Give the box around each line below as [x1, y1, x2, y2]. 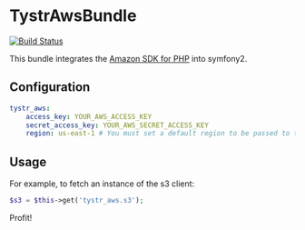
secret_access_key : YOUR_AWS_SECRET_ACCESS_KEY [25, 120, 209, 130]
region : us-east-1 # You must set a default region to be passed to [25, 129, 290, 138]
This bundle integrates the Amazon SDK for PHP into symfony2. [9, 53, 248, 64]
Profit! [9, 212, 33, 223]
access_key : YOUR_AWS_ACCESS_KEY [25, 112, 152, 121]
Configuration [9, 79, 91, 95]
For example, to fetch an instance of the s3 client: [9, 178, 195, 189]
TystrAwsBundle [9, 5, 137, 26]
